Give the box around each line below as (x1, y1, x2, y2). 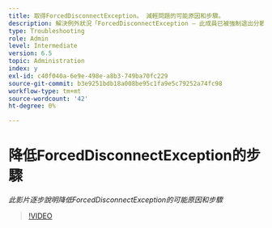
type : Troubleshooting (8, 27, 85, 35)
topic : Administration (8, 57, 85, 65)
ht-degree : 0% (8, 102, 57, 110)
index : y (8, 65, 38, 73)
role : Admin (8, 34, 49, 43)
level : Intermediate (8, 42, 79, 50)
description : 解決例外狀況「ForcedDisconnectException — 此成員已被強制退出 (8, 19, 253, 27)
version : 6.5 (8, 49, 53, 57)
